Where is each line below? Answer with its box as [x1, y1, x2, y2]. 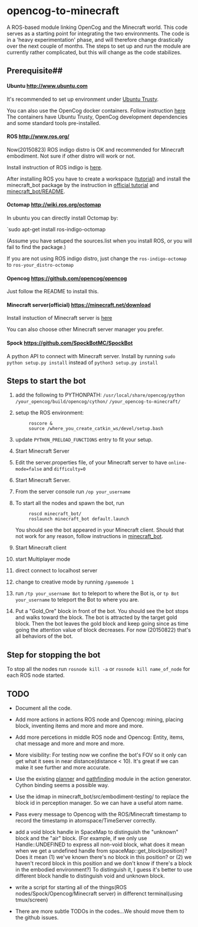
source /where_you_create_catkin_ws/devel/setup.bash [28, 426, 164, 432]
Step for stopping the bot [6, 650, 101, 660]
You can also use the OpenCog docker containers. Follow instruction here [6, 107, 186, 114]
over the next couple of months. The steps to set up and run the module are [6, 42, 191, 50]
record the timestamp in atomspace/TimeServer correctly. [15, 817, 157, 824]
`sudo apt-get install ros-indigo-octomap [6, 225, 106, 232]
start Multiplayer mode [15, 556, 71, 563]
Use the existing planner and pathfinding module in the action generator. [15, 775, 192, 782]
